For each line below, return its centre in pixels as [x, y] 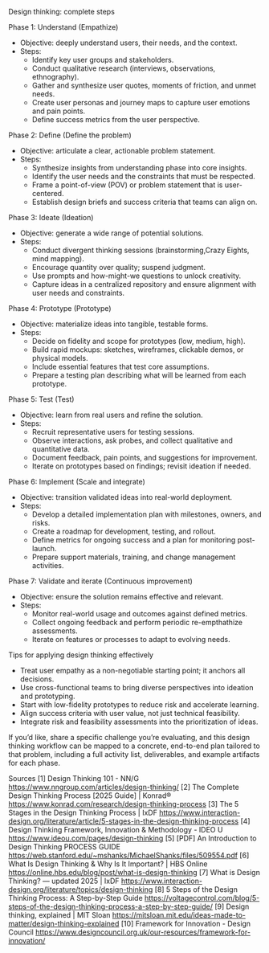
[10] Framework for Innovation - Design [186, 924]
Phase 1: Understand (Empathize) [63, 27]
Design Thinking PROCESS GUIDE [65, 847]
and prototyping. [47, 696]
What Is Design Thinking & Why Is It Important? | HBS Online [108, 864]
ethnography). [55, 77]
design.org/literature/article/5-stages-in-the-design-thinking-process [124, 821]
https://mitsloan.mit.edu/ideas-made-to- [179, 915]
